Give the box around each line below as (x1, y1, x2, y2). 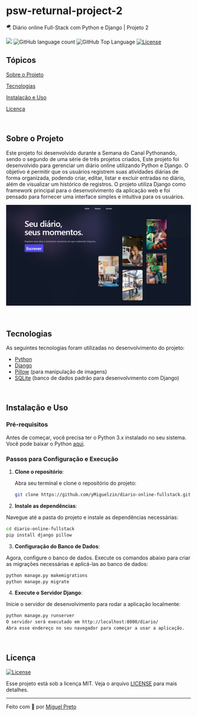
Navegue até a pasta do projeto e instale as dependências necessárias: (6, 514, 179, 521)
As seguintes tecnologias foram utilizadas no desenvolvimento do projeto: (6, 344, 185, 351)
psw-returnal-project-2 (6, 4, 123, 18)
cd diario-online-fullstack (6, 525, 75, 532)
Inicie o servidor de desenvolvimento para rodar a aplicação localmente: (6, 601, 181, 608)
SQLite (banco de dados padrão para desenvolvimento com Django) (14, 375, 179, 382)
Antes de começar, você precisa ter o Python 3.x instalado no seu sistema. (6, 434, 186, 441)
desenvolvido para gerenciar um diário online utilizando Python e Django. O (6, 162, 189, 169)
